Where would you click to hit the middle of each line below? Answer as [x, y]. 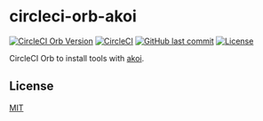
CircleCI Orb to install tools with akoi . [77, 58]
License [32, 86]
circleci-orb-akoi [73, 16]
